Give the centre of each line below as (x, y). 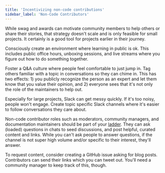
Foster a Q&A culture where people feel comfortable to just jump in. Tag (78, 68)
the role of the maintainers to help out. (44, 89)
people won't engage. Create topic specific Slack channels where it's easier (82, 104)
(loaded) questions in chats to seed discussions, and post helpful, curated (80, 129)
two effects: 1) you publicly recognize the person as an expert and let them (81, 79)
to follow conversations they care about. (46, 109)
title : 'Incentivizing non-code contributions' (55, 10)
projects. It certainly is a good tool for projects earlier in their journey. (75, 39)
